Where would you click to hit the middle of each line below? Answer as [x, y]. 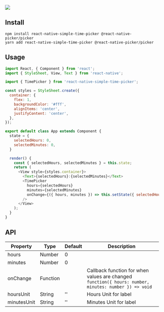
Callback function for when [118, 270]
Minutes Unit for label [112, 302]
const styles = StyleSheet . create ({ [42, 91]
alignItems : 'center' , [37, 109]
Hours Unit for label [109, 294]
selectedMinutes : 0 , [35, 145]
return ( [23, 167]
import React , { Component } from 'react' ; [50, 68]
